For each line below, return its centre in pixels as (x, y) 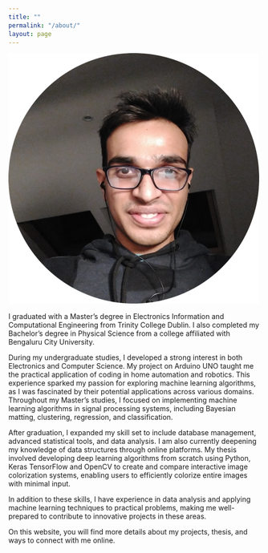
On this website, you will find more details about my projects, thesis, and (128, 532)
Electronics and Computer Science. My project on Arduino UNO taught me (131, 366)
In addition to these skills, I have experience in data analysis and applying (130, 499)
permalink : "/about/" (45, 25)
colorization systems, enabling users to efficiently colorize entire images (128, 475)
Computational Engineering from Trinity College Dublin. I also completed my (134, 325)
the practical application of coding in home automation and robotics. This (129, 375)
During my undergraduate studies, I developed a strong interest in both (126, 357)
